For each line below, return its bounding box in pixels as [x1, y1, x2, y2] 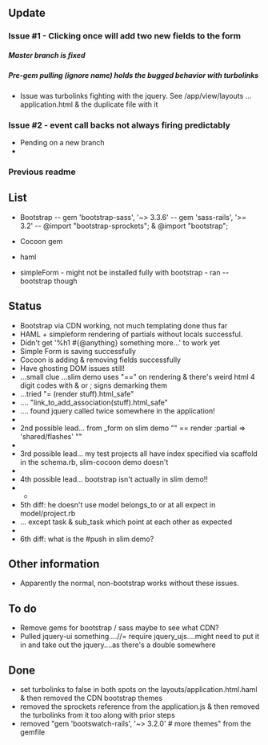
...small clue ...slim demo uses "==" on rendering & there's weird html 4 [19, 372, 256, 381]
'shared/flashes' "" [19, 431, 82, 441]
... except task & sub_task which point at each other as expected [19, 517, 233, 527]
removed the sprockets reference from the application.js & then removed [19, 702, 260, 711]
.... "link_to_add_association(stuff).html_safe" [19, 397, 168, 407]
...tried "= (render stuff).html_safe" [19, 389, 134, 398]
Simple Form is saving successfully [19, 346, 136, 356]
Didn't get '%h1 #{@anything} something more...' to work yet [19, 337, 220, 348]
